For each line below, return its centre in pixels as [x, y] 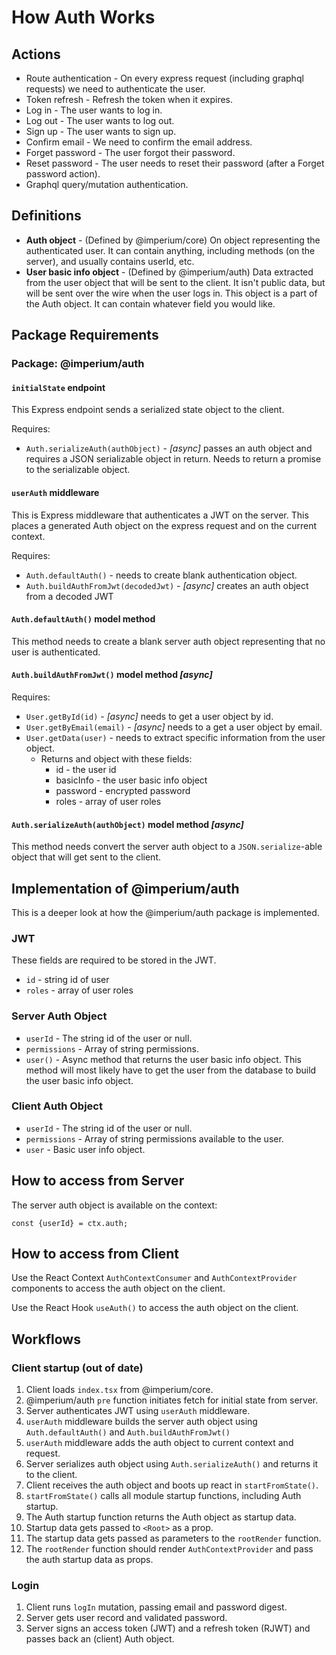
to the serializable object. [78, 470]
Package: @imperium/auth [78, 364]
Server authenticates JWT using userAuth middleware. [138, 1411]
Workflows [46, 1339]
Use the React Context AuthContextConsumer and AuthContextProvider [154, 1278]
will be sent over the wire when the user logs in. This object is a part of [171, 293]
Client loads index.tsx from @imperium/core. [119, 1390]
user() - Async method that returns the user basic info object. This [163, 1059]
